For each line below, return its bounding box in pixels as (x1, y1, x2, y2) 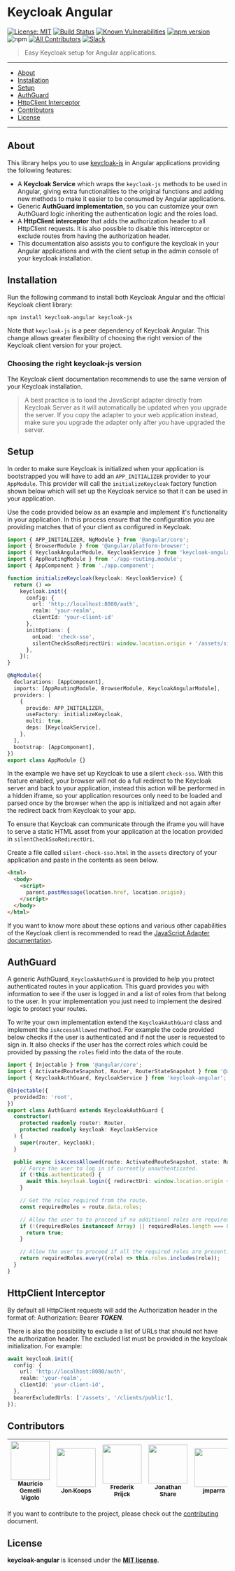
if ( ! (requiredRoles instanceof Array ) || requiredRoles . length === (20, 1222, 224, 1229)
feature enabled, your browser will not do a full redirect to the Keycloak (7, 776, 212, 785)
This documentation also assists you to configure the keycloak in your (17, 239, 219, 247)
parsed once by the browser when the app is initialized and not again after (7, 799, 222, 807)
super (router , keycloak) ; (20, 1139, 96, 1146)
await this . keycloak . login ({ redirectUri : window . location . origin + (25, 1178, 230, 1185)
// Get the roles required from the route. (20, 1197, 149, 1204)
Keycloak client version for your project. (7, 341, 122, 350)
